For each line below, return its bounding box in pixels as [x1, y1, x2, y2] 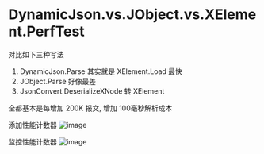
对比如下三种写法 [8, 49, 64, 59]
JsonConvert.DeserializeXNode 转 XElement [19, 86, 165, 96]
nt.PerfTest [8, 22, 85, 40]
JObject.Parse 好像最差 [19, 76, 97, 86]
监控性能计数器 [8, 137, 57, 146]
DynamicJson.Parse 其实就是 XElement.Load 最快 [19, 66, 182, 76]
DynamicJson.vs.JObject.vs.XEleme [8, 6, 257, 24]
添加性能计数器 [8, 120, 57, 129]
